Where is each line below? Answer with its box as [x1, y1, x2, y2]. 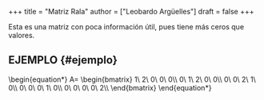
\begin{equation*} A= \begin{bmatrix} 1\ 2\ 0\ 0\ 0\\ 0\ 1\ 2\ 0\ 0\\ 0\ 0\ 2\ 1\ [8, 75, 256, 84]
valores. [8, 31, 35, 40]
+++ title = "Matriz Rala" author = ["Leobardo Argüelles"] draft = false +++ [8, 7, 254, 16]
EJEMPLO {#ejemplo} [8, 53, 118, 67]
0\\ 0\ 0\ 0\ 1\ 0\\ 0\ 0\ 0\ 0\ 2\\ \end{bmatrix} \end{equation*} [8, 83, 212, 92]
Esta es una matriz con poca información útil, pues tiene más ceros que [8, 22, 245, 31]
